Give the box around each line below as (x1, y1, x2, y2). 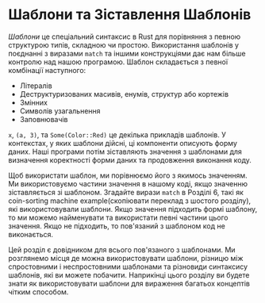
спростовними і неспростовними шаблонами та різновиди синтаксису (8, 262, 248, 271)
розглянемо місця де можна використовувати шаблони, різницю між (8, 253, 244, 263)
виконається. (8, 229, 54, 239)
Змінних (19, 98, 48, 107)
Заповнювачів (19, 114, 69, 124)
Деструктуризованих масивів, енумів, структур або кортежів (19, 89, 229, 98)
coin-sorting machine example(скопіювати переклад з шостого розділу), (8, 196, 252, 205)
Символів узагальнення (19, 105, 101, 116)
